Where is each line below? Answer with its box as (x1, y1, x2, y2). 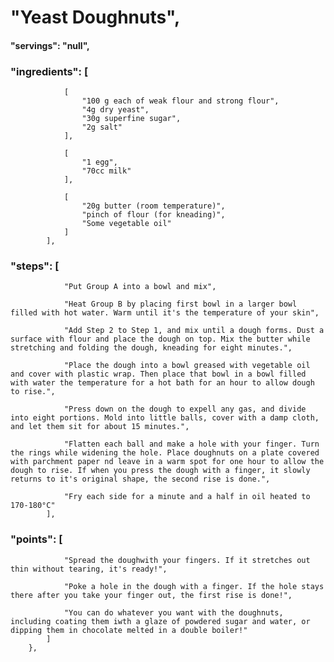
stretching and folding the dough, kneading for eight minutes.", (10, 343, 293, 353)
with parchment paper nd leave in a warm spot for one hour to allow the (10, 457, 325, 467)
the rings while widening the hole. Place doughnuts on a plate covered (10, 448, 320, 458)
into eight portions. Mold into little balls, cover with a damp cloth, (10, 413, 320, 423)
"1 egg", (81, 157, 118, 168)
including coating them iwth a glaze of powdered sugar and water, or (10, 616, 311, 626)
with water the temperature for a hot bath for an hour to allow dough (10, 378, 315, 388)
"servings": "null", (10, 39, 90, 51)
